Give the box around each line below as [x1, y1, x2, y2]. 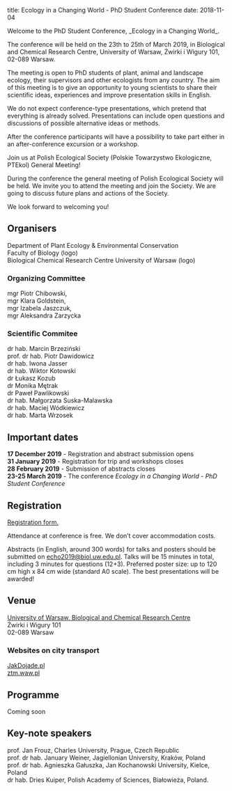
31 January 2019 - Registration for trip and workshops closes [7, 457, 184, 466]
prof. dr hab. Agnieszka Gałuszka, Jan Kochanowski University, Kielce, [7, 760, 210, 769]
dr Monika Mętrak [7, 382, 59, 390]
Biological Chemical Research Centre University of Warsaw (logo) [7, 256, 196, 264]
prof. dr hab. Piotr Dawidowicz [7, 352, 95, 361]
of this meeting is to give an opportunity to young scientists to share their [7, 84, 217, 91]
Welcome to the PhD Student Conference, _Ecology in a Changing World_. [7, 27, 220, 35]
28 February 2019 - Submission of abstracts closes [7, 464, 155, 473]
